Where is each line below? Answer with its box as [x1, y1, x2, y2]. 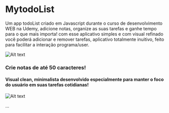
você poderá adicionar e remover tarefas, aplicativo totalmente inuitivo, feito [5, 36, 164, 42]
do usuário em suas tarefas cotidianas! [5, 82, 89, 88]
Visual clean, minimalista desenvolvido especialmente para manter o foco [5, 77, 164, 83]
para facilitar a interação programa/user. [5, 41, 90, 47]
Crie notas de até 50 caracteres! [5, 64, 86, 71]
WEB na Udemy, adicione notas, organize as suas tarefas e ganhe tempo [5, 25, 157, 31]
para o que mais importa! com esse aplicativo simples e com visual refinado [5, 31, 163, 37]
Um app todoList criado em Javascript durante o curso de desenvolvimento [5, 20, 163, 26]
